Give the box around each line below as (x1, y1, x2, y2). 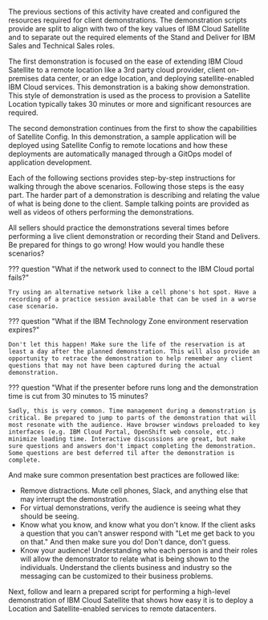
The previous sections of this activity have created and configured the (8, 7, 241, 16)
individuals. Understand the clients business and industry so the (19, 563, 233, 572)
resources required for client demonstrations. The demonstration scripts (8, 15, 247, 25)
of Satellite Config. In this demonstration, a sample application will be (8, 132, 237, 142)
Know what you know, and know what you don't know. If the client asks (19, 520, 256, 529)
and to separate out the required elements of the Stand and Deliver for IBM (8, 32, 256, 42)
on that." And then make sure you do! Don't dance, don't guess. (19, 537, 231, 546)
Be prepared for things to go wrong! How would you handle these (8, 240, 225, 249)
